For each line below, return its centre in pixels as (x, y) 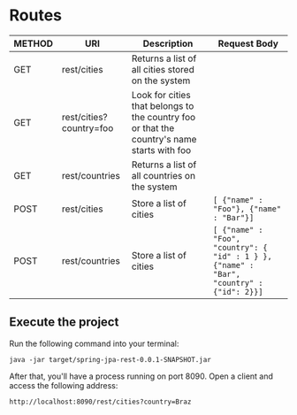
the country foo (164, 117)
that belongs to (163, 105)
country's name (164, 139)
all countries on (164, 175)
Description (168, 43)
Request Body (248, 43)
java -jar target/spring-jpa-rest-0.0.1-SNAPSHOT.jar (110, 359)
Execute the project (64, 323)
